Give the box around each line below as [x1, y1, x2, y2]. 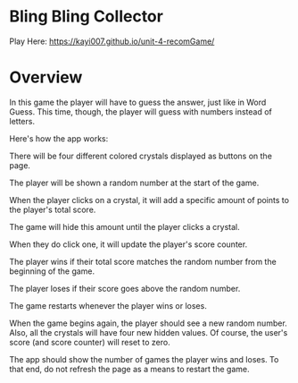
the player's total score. [9, 204, 96, 215]
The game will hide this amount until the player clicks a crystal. [9, 221, 240, 232]
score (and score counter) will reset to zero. [9, 336, 171, 347]
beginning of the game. [9, 266, 95, 277]
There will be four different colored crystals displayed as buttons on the [9, 150, 272, 161]
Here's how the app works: [9, 132, 109, 144]
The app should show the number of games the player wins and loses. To [9, 353, 279, 364]
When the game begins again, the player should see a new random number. [9, 318, 287, 328]
